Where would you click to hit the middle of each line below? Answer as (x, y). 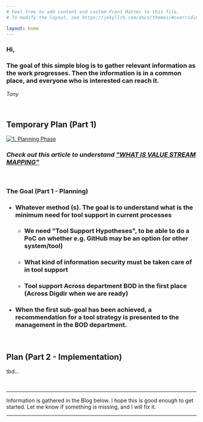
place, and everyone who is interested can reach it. (83, 81)
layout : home (23, 28)
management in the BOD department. (71, 325)
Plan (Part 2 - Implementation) (64, 357)
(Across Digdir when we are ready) (76, 293)
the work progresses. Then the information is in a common (94, 73)
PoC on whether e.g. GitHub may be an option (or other (106, 238)
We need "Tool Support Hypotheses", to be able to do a (107, 231)
